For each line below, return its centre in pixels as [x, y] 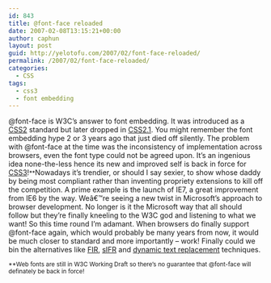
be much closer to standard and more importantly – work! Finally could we [132, 241]
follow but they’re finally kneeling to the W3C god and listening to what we [132, 215]
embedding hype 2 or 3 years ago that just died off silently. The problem [129, 139]
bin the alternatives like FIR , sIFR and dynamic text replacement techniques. [135, 250]
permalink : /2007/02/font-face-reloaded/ [79, 61]
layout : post [30, 46]
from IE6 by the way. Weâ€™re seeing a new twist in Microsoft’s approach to [135, 198]
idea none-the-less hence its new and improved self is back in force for [127, 164]
